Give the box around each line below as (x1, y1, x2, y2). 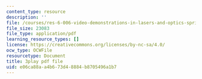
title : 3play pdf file (6, 58, 63, 64)
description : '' (6, 14, 47, 20)
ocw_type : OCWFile (6, 48, 52, 53)
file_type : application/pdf (6, 31, 77, 37)
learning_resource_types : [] (6, 36, 79, 42)
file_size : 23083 (6, 25, 50, 31)
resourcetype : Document (6, 53, 66, 59)
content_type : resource (6, 8, 66, 15)
